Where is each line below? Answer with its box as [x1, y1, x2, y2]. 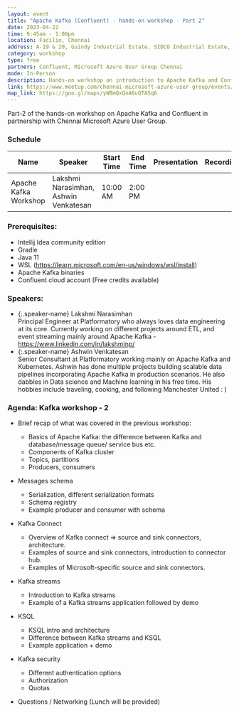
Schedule [7, 134, 41, 144]
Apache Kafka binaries [17, 268, 85, 277]
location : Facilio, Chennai [7, 37, 91, 44]
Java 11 [17, 253, 39, 262]
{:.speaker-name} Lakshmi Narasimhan [17, 310, 133, 318]
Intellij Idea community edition [17, 237, 106, 246]
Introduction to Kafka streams [28, 591, 116, 599]
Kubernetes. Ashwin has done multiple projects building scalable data [17, 363, 223, 371]
